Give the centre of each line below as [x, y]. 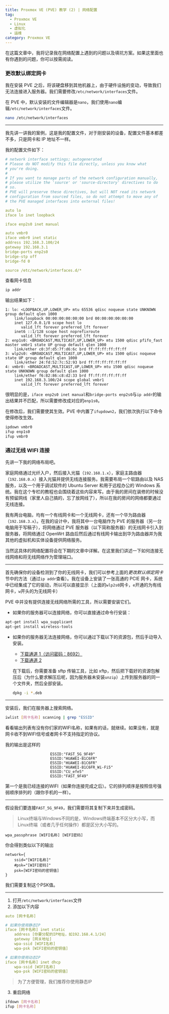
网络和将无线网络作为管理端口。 [42, 557]
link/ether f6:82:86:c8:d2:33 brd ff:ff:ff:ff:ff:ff [70, 376]
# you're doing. [22, 169]
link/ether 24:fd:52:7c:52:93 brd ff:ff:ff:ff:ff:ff [70, 363]
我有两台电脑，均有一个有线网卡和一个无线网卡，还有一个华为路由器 [75, 515]
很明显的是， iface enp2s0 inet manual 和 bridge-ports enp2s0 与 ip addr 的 [81, 394]
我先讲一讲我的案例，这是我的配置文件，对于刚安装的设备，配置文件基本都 [82, 133]
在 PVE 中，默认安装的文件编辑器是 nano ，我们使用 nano [61, 102]
